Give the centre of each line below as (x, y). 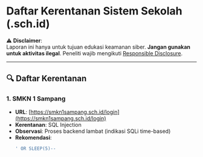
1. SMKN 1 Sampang (36, 99)
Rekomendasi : (34, 137)
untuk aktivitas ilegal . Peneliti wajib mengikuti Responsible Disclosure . (95, 53)
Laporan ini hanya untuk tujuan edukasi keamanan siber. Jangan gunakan (98, 47)
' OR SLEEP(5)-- (35, 149)
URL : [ (23, 112)
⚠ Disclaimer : (24, 40)
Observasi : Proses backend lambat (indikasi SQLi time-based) (93, 131)
